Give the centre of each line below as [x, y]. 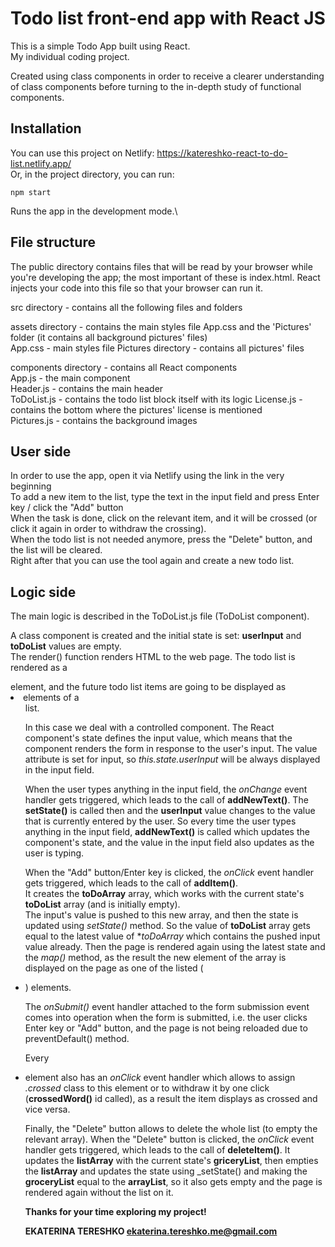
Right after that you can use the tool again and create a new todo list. [152, 561]
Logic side [43, 592]
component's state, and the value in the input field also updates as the [169, 843]
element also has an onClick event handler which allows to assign [160, 1078]
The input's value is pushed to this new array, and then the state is [161, 915]
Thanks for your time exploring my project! [115, 1212]
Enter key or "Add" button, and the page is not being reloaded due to [166, 1028]
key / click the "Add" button [67, 508]
